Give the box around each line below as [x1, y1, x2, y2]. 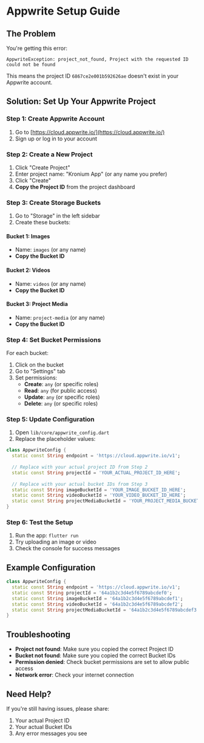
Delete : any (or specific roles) [24, 400, 98, 407]
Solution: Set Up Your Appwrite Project [6, 96, 156, 107]
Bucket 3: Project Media [6, 300, 68, 308]
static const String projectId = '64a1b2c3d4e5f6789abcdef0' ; [12, 590, 172, 596]
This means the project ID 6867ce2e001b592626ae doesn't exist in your [6, 72, 179, 80]
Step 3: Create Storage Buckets [6, 198, 101, 207]
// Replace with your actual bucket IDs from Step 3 [12, 481, 148, 487]
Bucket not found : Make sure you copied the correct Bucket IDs [15, 652, 176, 659]
